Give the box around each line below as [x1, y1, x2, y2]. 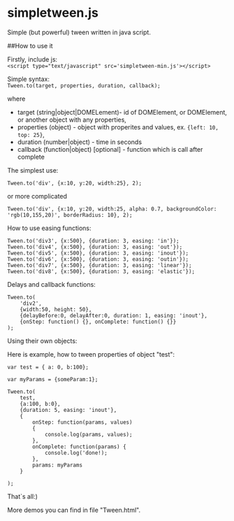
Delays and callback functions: [7, 280, 96, 288]
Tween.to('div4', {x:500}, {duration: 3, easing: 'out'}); [7, 243, 183, 250]
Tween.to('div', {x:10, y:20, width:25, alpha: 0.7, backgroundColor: [7, 205, 217, 213]
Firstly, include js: [7, 55, 58, 64]
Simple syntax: [7, 75, 50, 83]
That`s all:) [7, 492, 38, 501]
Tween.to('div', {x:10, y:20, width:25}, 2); [7, 180, 142, 187]
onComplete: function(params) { [32, 443, 127, 450]
